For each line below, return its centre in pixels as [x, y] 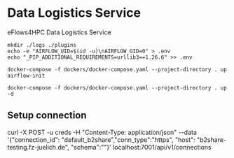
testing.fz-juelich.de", [39, 147]
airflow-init [26, 76]
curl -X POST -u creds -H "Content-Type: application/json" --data [102, 132]
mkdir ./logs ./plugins [42, 45]
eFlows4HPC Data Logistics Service [59, 32]
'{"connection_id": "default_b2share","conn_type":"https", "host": [102, 139]
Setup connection [47, 116]
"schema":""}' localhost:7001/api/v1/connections [141, 147]
